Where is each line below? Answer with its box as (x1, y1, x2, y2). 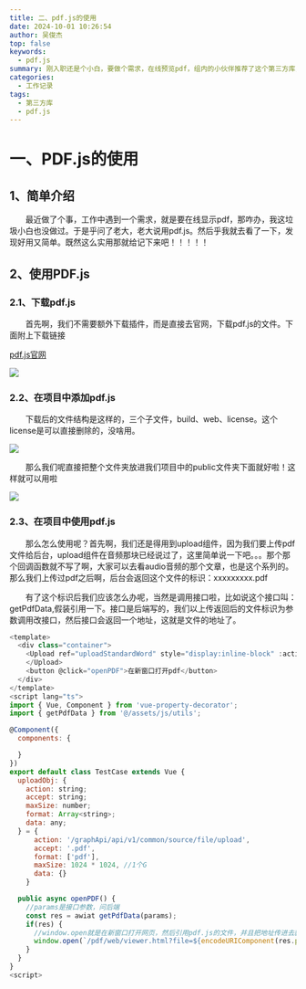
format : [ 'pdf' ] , (33, 852, 100, 861)
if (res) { (25, 920, 64, 929)
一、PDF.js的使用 (9, 149, 139, 170)
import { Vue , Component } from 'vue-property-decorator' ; (9, 700, 239, 710)
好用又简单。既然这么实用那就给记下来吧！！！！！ (16, 237, 209, 247)
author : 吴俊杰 (9, 30, 63, 39)
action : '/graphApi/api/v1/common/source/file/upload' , (33, 835, 250, 845)
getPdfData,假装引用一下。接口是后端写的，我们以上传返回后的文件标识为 (9, 603, 286, 614)
